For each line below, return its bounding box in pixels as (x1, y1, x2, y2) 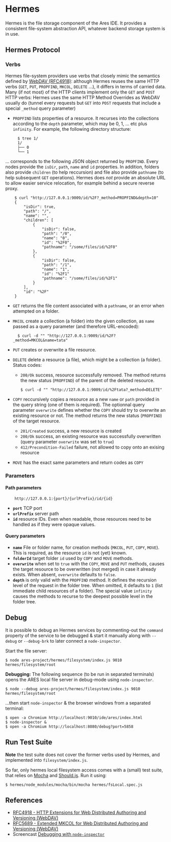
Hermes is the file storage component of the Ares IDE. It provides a (5, 20, 146, 26)
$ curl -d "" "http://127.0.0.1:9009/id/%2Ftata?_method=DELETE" (20, 387, 162, 392)
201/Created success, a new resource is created (20, 428, 121, 434)
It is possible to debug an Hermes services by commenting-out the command (5, 627, 163, 633)
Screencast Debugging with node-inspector (12, 831, 105, 837)
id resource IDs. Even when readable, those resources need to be (12, 516, 152, 522)
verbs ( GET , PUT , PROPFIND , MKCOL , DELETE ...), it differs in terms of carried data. (5, 83, 166, 89)
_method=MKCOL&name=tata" (12, 338, 68, 343)
